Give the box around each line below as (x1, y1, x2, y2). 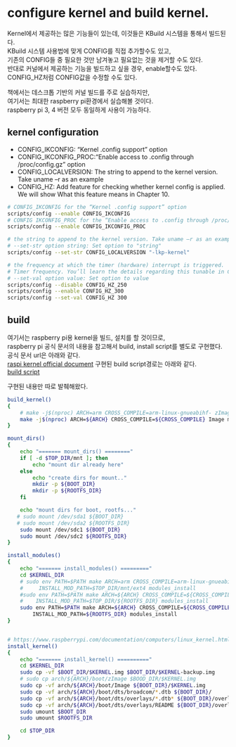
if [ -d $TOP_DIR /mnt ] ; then (20, 454, 109, 461)
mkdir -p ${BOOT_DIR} (32, 480, 96, 488)
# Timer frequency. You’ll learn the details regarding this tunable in (7, 268, 225, 275)
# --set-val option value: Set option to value (7, 274, 150, 282)
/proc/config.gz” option (17, 160, 86, 168)
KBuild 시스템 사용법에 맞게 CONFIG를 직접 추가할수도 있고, (7, 46, 171, 55)
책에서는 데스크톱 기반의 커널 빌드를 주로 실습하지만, (7, 88, 150, 96)
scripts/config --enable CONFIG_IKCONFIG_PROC (7, 223, 146, 230)
